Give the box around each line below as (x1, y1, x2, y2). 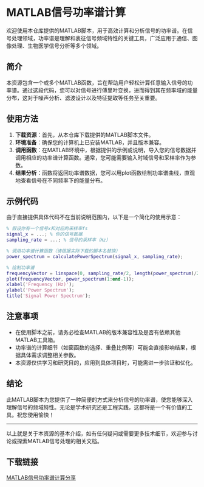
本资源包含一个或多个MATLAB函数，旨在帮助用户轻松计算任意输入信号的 (6, 79, 188, 86)
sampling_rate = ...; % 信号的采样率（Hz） (6, 237, 111, 243)
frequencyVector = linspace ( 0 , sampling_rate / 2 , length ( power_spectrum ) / (6, 270, 197, 276)
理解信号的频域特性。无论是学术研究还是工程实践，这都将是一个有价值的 (6, 403, 187, 411)
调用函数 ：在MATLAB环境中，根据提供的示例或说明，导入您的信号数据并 (15, 146, 197, 153)
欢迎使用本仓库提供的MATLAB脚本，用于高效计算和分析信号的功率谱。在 (6, 27, 188, 34)
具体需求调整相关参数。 (20, 351, 80, 359)
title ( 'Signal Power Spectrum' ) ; (6, 293, 91, 299)
